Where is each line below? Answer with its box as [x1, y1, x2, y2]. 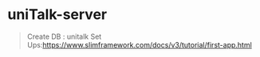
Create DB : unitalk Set [26, 32, 102, 41]
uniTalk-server [7, 6, 108, 24]
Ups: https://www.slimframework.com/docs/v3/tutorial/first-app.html [26, 40, 252, 49]
